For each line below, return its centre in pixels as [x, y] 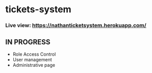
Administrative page [34, 65]
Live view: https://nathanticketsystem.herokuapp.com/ [76, 26]
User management [32, 59]
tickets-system [38, 9]
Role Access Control [34, 54]
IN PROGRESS [28, 42]
